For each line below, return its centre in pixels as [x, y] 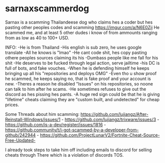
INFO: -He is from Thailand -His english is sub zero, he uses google [73, 47]
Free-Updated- [20, 140]
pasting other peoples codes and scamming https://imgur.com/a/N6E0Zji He [82, 27]
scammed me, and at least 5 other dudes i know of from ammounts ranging [81, 32]
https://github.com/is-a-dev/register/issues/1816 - [56, 124]
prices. [12, 105]
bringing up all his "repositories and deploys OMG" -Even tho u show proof [81, 73]
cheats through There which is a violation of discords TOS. [65, 155]
